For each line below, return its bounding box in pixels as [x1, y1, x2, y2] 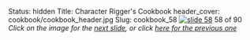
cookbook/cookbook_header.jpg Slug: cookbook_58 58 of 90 [8, 15, 243, 24]
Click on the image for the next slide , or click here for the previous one [8, 24, 237, 32]
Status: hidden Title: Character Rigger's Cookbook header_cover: [8, 7, 220, 16]
